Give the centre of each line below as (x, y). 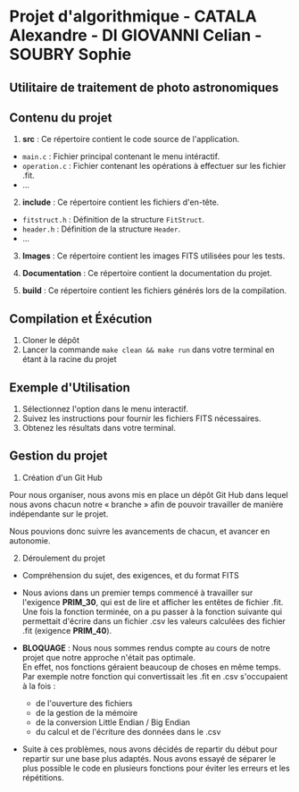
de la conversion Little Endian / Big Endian (112, 722)
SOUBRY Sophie (71, 55)
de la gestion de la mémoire (87, 712)
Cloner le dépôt (51, 341)
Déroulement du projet (63, 558)
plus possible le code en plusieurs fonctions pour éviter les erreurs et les (156, 768)
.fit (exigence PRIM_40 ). (67, 630)
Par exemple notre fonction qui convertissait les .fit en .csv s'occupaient (155, 676)
